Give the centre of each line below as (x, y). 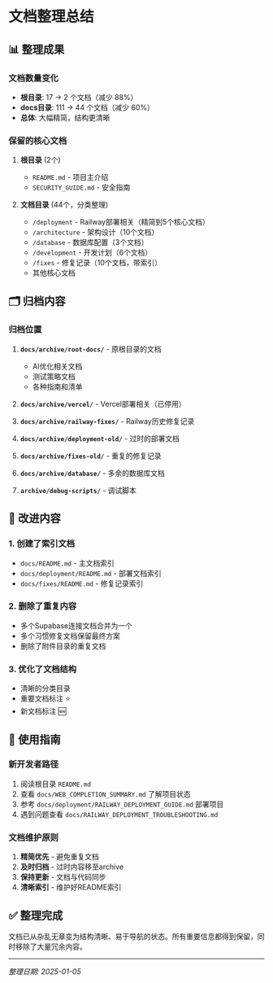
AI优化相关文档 (57, 366)
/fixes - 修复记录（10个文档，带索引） (97, 263)
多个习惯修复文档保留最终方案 (70, 636)
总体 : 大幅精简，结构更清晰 (65, 117)
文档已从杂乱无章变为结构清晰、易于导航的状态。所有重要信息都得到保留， (133, 936)
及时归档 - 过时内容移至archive (72, 867)
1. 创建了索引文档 (42, 544)
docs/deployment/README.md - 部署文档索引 (91, 573)
